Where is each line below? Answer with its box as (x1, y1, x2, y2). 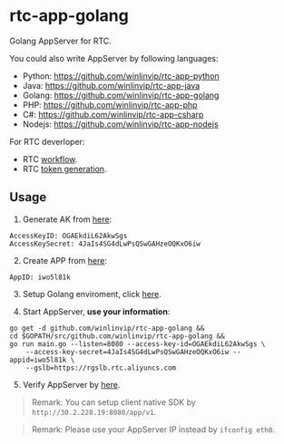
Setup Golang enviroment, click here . (22, 288, 162, 299)
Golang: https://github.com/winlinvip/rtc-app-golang (22, 90, 220, 101)
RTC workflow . (22, 153, 78, 164)
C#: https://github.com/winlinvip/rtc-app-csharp (22, 109, 204, 120)
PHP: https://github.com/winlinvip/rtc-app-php (22, 99, 198, 110)
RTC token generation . (22, 163, 107, 174)
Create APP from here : (22, 255, 107, 265)
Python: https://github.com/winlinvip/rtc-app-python (22, 70, 220, 82)
